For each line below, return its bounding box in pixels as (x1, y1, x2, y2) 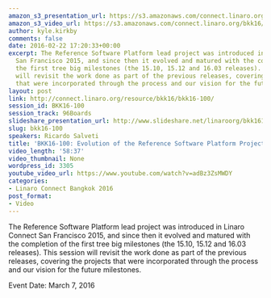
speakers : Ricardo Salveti (8, 132, 99, 140)
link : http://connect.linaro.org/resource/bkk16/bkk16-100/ (8, 94, 215, 103)
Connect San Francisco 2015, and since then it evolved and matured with (8, 230, 251, 240)
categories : (8, 177, 48, 186)
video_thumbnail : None (8, 154, 85, 162)
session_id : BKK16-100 (8, 102, 85, 110)
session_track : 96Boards (8, 110, 92, 118)
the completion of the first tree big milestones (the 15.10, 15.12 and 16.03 (8, 239, 247, 249)
